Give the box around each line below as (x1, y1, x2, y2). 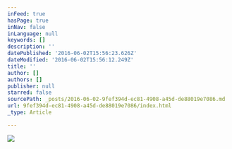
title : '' (7, 63, 37, 70)
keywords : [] (7, 37, 46, 44)
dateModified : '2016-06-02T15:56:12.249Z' (7, 56, 134, 64)
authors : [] (7, 76, 42, 83)
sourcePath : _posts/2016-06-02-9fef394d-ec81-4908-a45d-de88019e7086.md (7, 96, 226, 103)
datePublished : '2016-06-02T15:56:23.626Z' (7, 50, 138, 57)
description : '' (7, 43, 55, 50)
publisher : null (7, 83, 55, 90)
